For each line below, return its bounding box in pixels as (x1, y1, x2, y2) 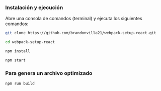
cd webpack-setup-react (5, 40, 55, 45)
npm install (5, 49, 30, 54)
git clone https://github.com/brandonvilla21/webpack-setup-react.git (5, 31, 156, 36)
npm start (5, 57, 26, 63)
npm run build (5, 81, 35, 86)
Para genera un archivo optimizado (5, 69, 93, 76)
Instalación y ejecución (5, 4, 63, 11)
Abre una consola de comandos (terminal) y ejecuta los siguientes (5, 16, 142, 22)
